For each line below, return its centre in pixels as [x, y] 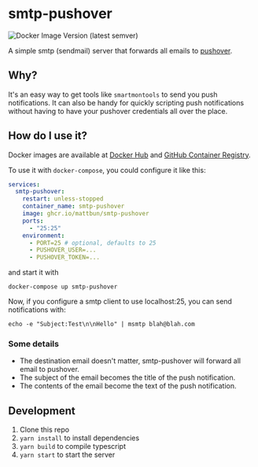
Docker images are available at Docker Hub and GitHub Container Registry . [130, 155]
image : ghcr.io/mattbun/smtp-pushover [86, 214]
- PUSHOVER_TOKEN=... [64, 257]
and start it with [33, 273]
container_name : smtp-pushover [74, 206]
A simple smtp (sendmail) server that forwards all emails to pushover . [120, 50]
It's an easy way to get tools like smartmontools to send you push [113, 94]
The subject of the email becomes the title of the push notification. [127, 377]
